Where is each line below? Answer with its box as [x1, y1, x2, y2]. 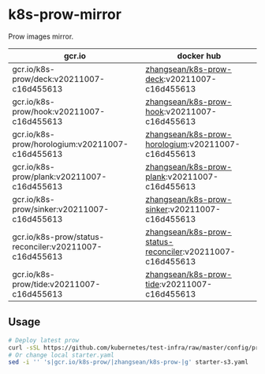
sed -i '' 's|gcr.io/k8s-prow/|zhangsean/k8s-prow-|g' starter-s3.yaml [8, 358, 248, 366]
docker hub [177, 50, 222, 61]
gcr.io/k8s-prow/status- [12, 231, 105, 242]
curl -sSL [8, 343, 41, 352]
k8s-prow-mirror [8, 6, 122, 24]
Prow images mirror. [8, 32, 74, 41]
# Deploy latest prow [8, 336, 80, 344]
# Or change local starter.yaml [8, 351, 114, 359]
